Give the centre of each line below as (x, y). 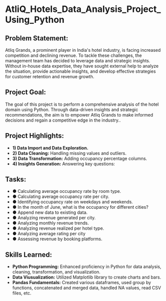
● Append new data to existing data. (50, 212)
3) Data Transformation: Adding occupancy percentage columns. (80, 158)
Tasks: (16, 180)
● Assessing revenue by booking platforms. (57, 239)
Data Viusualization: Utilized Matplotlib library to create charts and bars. (87, 277)
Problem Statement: (37, 38)
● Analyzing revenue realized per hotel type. (58, 228)
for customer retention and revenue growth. (50, 76)
